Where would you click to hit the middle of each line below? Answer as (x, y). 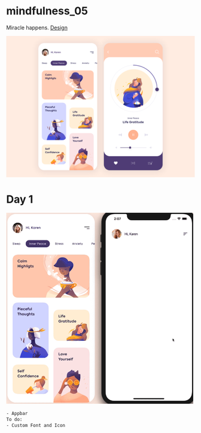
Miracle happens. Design (37, 28)
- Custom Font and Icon (36, 426)
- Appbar (17, 414)
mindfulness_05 (47, 11)
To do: (14, 420)
